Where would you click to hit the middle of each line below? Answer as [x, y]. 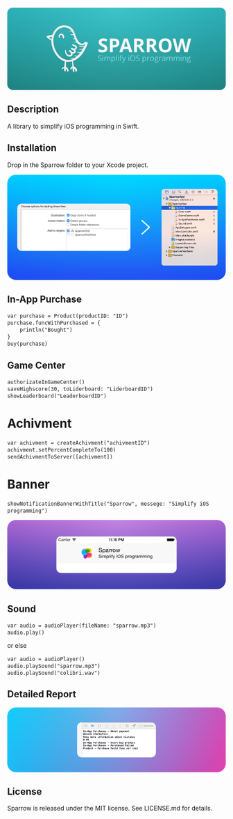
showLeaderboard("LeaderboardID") [57, 396]
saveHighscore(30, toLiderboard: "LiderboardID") [80, 389]
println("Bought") [46, 330]
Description [33, 110]
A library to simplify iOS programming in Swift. [73, 126]
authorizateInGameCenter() [46, 382]
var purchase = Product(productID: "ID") [68, 316]
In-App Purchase [44, 299]
